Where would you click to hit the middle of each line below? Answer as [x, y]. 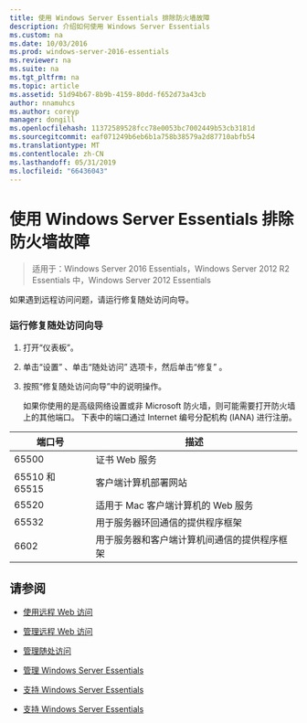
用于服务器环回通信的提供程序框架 [169, 522]
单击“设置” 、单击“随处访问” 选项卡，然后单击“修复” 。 [125, 367]
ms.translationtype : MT [55, 145]
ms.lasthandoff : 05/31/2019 [63, 162]
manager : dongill [42, 120]
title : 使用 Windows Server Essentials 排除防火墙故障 [110, 18]
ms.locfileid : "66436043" [58, 171]
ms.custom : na [37, 35]
